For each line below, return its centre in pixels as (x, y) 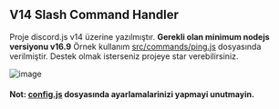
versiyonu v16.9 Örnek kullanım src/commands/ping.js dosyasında (135, 46)
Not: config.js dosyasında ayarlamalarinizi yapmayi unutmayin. (132, 94)
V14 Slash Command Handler (94, 15)
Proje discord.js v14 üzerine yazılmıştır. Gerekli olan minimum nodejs (140, 36)
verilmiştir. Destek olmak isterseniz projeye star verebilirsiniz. (124, 56)
